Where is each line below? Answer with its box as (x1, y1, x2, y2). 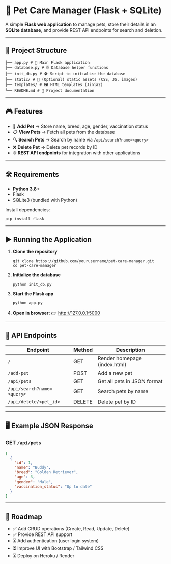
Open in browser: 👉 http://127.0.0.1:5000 (12, 310, 100, 316)
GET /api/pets (5, 439, 42, 446)
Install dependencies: (5, 207, 50, 213)
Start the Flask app (12, 291, 54, 297)
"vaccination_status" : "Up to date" (14, 484, 93, 489)
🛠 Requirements (5, 170, 60, 179)
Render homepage (97, 355, 142, 362)
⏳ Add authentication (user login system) (12, 538, 99, 544)
